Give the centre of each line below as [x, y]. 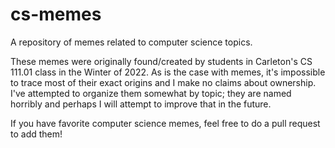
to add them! [36, 134]
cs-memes [56, 14]
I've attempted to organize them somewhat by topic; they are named [151, 93]
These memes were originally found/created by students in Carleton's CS [161, 61]
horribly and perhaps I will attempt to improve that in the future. [141, 104]
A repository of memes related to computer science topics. [131, 42]
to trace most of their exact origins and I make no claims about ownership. [163, 82]
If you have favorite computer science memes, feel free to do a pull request [165, 123]
